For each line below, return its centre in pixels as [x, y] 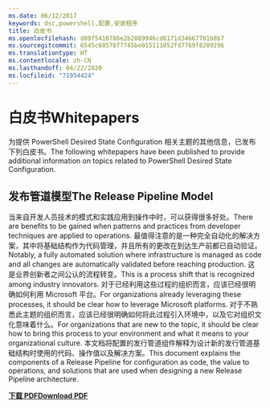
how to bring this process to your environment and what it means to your [129, 333]
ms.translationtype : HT [48, 53]
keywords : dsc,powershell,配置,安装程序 [73, 23]
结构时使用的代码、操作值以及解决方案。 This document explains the [128, 353]
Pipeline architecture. [43, 379]
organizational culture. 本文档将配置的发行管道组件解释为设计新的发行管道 [131, 343]
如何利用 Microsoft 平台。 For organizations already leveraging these [128, 295]
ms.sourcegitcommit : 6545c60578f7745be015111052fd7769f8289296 [117, 46]
